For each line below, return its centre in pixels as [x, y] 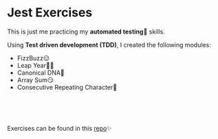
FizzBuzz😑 [33, 58]
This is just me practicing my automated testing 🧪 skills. [86, 31]
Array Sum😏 [35, 79]
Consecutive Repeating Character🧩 [67, 87]
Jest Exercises [50, 13]
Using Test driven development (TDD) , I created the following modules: [109, 45]
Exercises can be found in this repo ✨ [59, 128]
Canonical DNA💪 [41, 73]
